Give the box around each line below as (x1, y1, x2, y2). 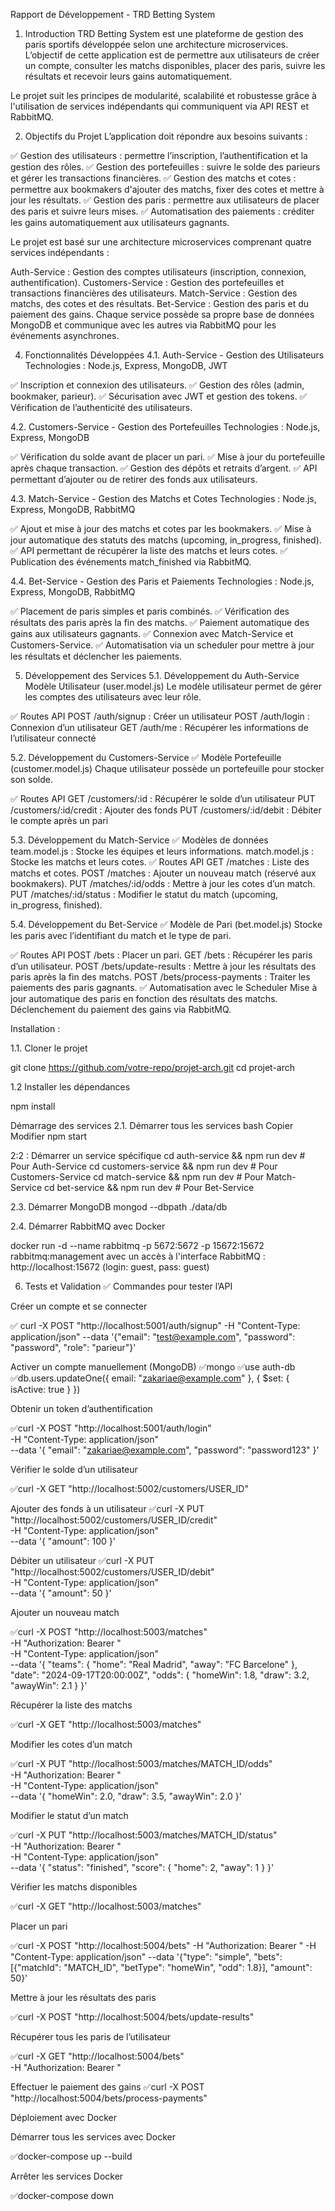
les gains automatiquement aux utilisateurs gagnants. (10, 217, 230, 228)
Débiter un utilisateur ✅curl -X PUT (10, 1555, 155, 1566)
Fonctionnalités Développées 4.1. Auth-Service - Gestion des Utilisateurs (24, 349, 325, 361)
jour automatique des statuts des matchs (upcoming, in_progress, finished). (10, 534, 322, 546)
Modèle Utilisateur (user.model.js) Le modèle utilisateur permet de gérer (24, 680, 322, 692)
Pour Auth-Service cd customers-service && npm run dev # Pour (10, 1160, 278, 1172)
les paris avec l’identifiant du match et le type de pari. (10, 930, 232, 941)
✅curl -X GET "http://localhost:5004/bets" (10, 2050, 185, 2062)
